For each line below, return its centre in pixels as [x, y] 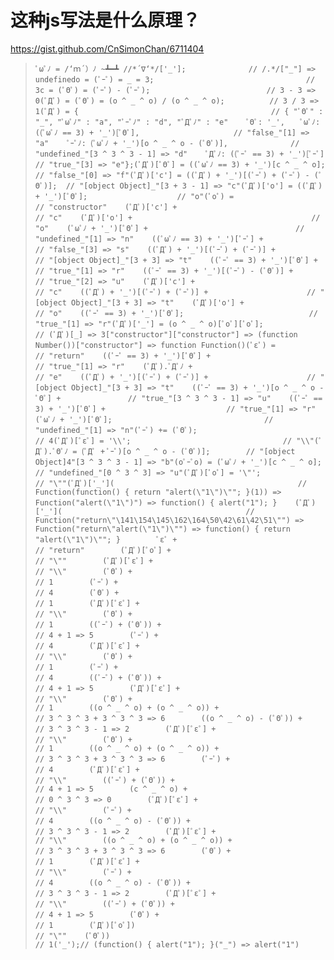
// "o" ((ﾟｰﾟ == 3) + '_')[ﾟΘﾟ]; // [176, 313]
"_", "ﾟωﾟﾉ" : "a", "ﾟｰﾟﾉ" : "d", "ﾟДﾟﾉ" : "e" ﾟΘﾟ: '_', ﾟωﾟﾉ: [177, 122]
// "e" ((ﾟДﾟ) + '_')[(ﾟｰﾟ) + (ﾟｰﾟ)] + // [175, 377]
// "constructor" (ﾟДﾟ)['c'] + [106, 207]
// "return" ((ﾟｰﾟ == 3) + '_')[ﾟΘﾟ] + [123, 356]
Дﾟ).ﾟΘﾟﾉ [51, 451]
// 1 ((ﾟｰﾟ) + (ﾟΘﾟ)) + [98, 624]
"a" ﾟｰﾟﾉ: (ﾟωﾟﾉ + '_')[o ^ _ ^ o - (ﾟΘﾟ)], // [167, 143]
